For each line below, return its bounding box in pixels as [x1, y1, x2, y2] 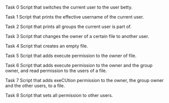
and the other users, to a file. [5, 82, 65, 88]
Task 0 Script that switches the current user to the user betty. [5, 4, 133, 10]
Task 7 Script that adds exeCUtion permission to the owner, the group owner [5, 77, 164, 83]
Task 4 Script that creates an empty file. [5, 43, 88, 49]
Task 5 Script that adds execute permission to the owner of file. [5, 52, 137, 58]
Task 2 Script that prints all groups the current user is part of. [5, 23, 132, 29]
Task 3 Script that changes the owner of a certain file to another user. [5, 33, 149, 39]
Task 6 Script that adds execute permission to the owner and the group [5, 62, 153, 68]
